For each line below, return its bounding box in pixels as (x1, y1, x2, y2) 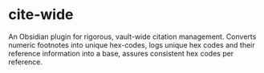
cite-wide (8, 6, 74, 24)
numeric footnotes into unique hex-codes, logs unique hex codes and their (8, 40, 255, 49)
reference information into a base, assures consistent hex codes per (8, 48, 234, 58)
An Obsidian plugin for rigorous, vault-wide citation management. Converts (8, 32, 257, 41)
